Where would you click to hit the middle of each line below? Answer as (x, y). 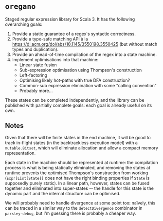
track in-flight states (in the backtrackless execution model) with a (71, 143)
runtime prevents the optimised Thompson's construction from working (77, 173)
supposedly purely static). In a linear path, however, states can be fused (77, 183)
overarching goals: (24, 24)
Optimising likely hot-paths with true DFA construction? (75, 80)
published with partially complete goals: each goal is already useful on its (79, 105)
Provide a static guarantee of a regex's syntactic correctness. (74, 34)
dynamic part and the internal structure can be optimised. (63, 193)
